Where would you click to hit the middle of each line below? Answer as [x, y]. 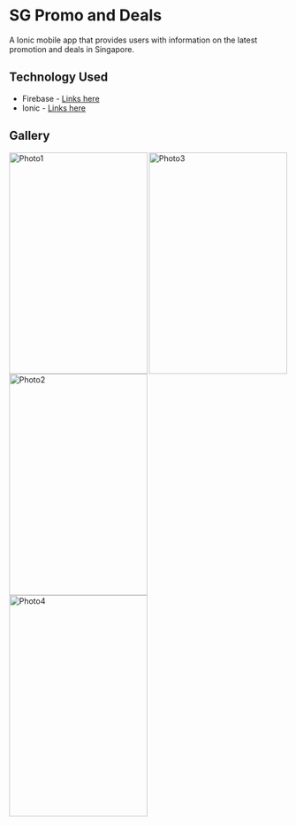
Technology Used [59, 77]
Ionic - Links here [54, 108]
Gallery [30, 136]
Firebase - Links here [61, 98]
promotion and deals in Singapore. [72, 49]
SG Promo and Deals [86, 15]
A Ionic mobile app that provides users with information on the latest [133, 40]
